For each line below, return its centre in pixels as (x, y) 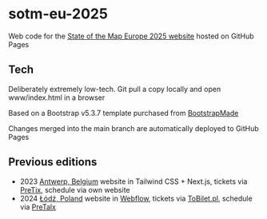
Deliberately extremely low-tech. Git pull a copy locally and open (115, 89)
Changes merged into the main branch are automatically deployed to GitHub (133, 128)
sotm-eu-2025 (58, 14)
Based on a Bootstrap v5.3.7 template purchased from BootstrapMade (124, 113)
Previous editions (53, 162)
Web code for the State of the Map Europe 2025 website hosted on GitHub (131, 36)
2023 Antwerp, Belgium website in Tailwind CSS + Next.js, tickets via (133, 181)
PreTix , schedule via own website (75, 189)
